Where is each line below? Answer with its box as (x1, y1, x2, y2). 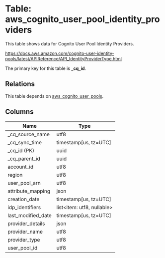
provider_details (7, 220, 45, 227)
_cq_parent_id (7, 155, 41, 162)
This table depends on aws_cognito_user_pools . (5, 93, 103, 99)
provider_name (7, 228, 43, 235)
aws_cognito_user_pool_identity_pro (5, 13, 160, 25)
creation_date (7, 196, 40, 203)
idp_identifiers (7, 204, 41, 211)
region (7, 171, 23, 178)
